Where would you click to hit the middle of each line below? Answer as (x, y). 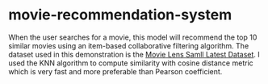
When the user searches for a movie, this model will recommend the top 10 (133, 37)
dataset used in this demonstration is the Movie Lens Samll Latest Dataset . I (134, 54)
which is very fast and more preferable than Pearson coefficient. (115, 71)
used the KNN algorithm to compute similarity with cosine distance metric (131, 63)
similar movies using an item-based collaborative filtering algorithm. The (129, 45)
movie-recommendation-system (120, 15)
